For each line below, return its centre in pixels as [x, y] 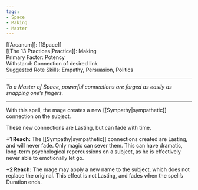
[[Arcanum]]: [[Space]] [34, 45]
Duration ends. [24, 182]
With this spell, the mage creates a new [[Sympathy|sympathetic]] [86, 110]
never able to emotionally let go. [45, 158]
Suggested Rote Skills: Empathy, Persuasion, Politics [70, 70]
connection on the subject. [39, 116]
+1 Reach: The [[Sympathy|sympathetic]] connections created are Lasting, [97, 139]
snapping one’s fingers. [35, 93]
